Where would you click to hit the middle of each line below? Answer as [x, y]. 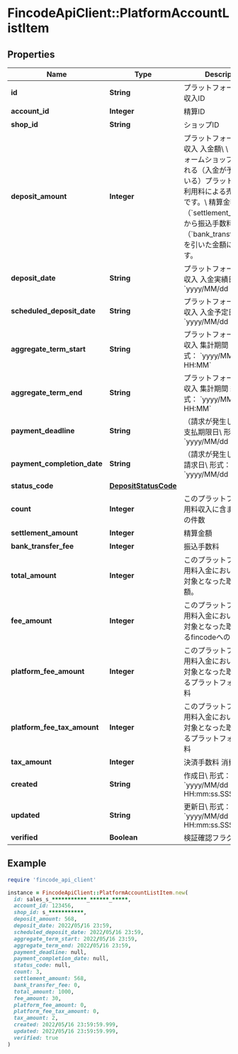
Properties [31, 54]
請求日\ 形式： [208, 465]
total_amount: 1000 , [44, 991]
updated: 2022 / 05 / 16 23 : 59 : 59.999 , [66, 1031]
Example [27, 863]
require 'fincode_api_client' [52, 880]
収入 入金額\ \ [206, 149]
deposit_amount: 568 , [46, 919]
